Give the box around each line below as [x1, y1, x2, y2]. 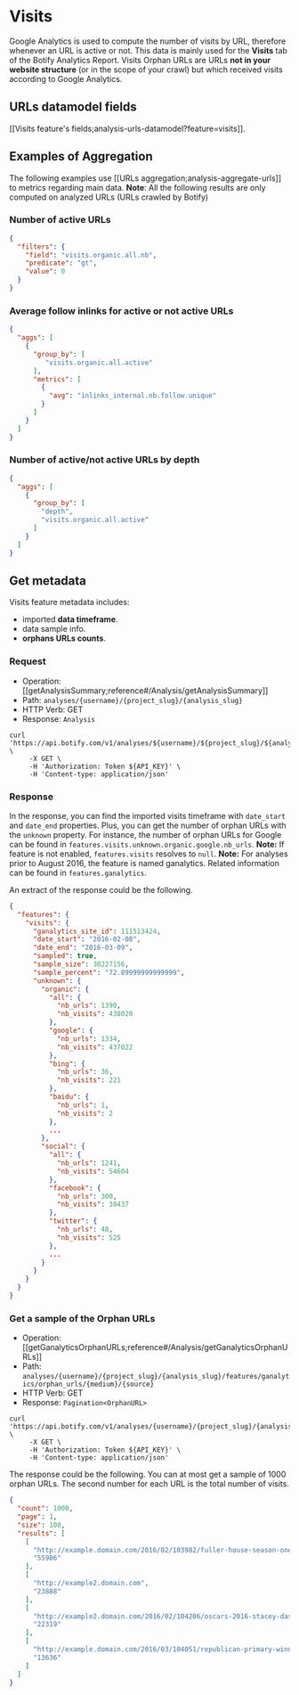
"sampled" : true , [32, 952, 98, 961]
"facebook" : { [48, 1183, 101, 1192]
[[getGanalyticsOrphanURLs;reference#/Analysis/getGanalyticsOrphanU [21, 1342, 288, 1353]
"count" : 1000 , [17, 1504, 74, 1513]
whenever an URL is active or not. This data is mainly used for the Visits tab [9, 45, 287, 55]
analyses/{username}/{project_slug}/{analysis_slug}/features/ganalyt [21, 1372, 290, 1381]
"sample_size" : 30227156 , [32, 960, 129, 969]
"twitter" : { [48, 1216, 98, 1226]
